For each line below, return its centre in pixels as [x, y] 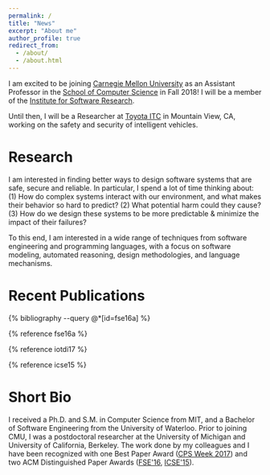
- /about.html [39, 61]
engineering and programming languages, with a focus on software [120, 246]
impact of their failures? [47, 222]
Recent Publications [77, 296]
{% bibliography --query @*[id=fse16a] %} [80, 317]
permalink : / [30, 16]
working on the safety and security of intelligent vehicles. [103, 125]
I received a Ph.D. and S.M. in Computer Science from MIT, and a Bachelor [132, 420]
